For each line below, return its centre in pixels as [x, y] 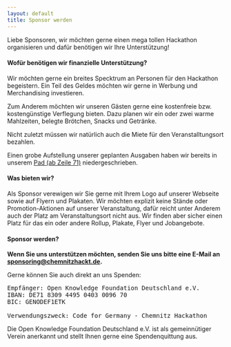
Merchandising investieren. [46, 93]
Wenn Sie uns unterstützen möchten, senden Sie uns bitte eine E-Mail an [114, 254]
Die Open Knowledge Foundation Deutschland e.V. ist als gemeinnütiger [109, 329]
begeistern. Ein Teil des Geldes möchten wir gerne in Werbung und [102, 85]
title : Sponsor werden [40, 20]
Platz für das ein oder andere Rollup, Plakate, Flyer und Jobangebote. [106, 223]
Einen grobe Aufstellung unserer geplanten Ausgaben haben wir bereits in [112, 155]
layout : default [30, 13]
